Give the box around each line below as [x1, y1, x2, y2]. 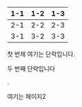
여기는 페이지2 [7, 93, 46, 100]
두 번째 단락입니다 [7, 64, 55, 73]
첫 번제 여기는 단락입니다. [7, 50, 76, 58]
